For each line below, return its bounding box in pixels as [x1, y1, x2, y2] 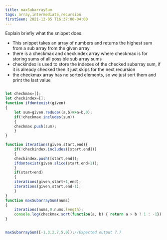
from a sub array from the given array [12, 45, 90, 51]
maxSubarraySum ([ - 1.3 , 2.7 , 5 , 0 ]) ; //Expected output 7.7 [5, 230, 122, 235]
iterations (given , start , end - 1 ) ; [14, 184, 81, 189]
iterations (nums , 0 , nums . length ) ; [14, 207, 84, 212]
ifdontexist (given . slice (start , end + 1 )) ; [14, 160, 99, 165]
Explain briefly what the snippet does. [5, 30, 83, 36]
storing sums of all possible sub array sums [12, 56, 102, 62]
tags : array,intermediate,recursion [5, 12, 81, 17]
